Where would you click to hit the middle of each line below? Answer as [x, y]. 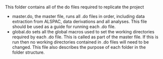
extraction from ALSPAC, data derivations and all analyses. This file [80, 22]
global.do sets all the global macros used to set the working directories [83, 32]
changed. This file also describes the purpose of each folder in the [79, 47]
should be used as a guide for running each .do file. [64, 27]
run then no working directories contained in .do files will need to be [81, 42]
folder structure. [28, 52]
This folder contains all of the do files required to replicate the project [75, 7]
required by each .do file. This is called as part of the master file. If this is [85, 37]
